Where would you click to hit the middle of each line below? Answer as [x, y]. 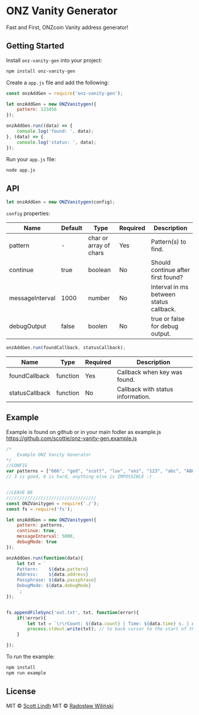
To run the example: [31, 657]
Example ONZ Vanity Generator [54, 455]
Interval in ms [169, 287]
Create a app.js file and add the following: [58, 82]
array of [99, 245]
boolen [98, 326]
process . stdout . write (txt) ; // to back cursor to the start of [107, 629]
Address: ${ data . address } [53, 574]
